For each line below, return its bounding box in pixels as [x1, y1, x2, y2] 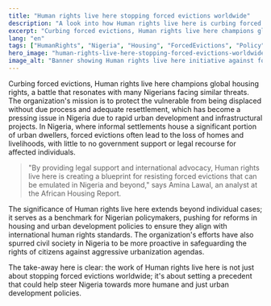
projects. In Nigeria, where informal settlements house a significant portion [8, 122, 256, 131]
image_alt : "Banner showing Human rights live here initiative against [8, 57, 254, 65]
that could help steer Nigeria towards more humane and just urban [8, 279, 230, 289]
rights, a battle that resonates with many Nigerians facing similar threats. [8, 87, 250, 97]
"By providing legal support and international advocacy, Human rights [27, 163, 260, 172]
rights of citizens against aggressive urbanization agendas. [8, 246, 205, 256]
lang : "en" [8, 34, 45, 43]
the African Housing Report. [27, 188, 122, 198]
